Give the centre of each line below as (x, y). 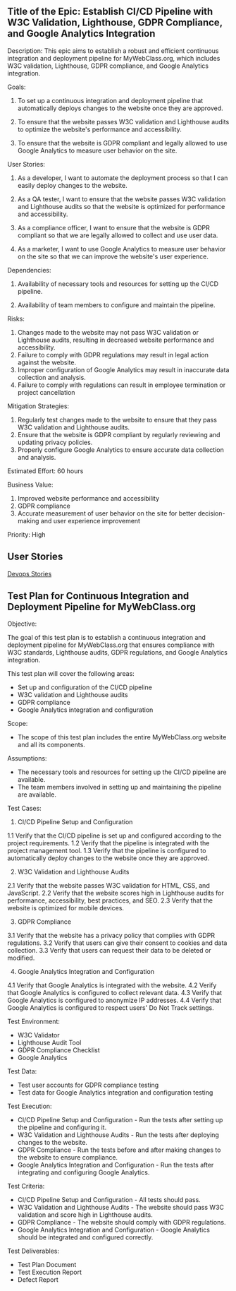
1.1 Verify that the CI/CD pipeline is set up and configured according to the (114, 835)
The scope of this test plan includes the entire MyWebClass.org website (122, 737)
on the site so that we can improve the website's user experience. (113, 256)
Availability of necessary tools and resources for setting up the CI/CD (118, 284)
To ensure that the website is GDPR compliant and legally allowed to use (122, 143)
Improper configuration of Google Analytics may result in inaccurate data (123, 369)
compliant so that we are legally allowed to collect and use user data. (118, 235)
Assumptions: (27, 758)
